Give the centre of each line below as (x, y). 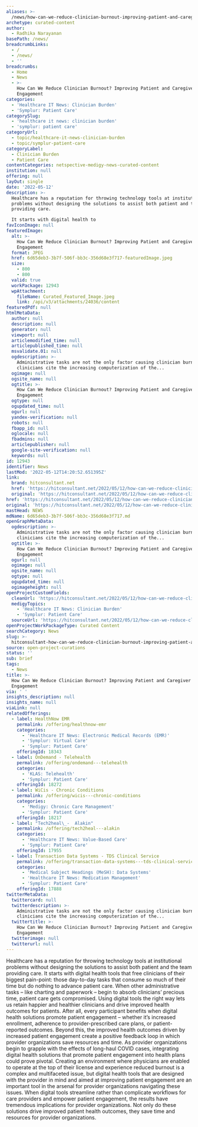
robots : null (27, 422)
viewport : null (30, 335)
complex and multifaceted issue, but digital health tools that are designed (95, 1073)
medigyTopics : (29, 604)
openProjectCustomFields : (38, 593)
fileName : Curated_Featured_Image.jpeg (66, 297)
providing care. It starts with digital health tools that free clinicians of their (95, 973)
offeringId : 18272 (39, 785)
